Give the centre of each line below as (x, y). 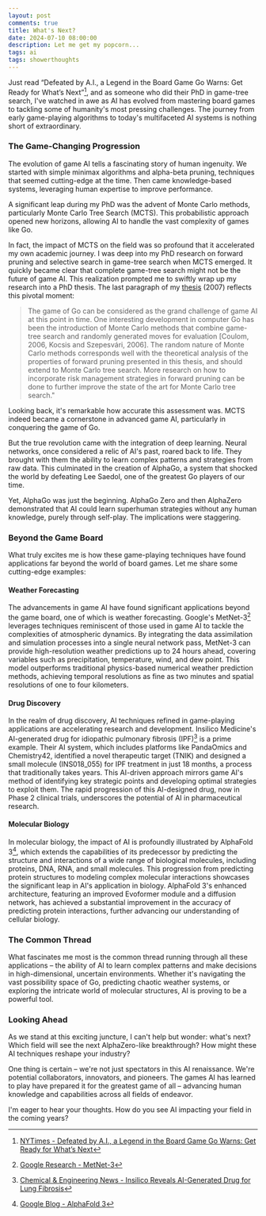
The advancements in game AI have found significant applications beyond (129, 608)
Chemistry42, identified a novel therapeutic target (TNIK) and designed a (127, 755)
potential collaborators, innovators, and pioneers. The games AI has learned (132, 1078)
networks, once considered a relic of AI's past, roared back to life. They (125, 451)
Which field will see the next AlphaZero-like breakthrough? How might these (133, 1045)
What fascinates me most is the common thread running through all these (128, 957)
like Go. (21, 229)
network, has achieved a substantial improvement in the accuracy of (120, 902)
